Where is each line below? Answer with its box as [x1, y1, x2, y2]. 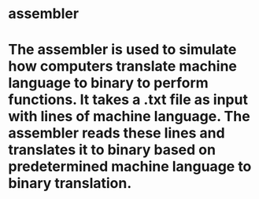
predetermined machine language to [8, 158, 252, 175]
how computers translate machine [8, 57, 238, 76]
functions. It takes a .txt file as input [8, 91, 248, 109]
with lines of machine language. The [8, 108, 250, 126]
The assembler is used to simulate [8, 41, 237, 59]
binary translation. [8, 175, 132, 193]
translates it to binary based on [8, 141, 216, 159]
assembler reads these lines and [8, 124, 226, 142]
